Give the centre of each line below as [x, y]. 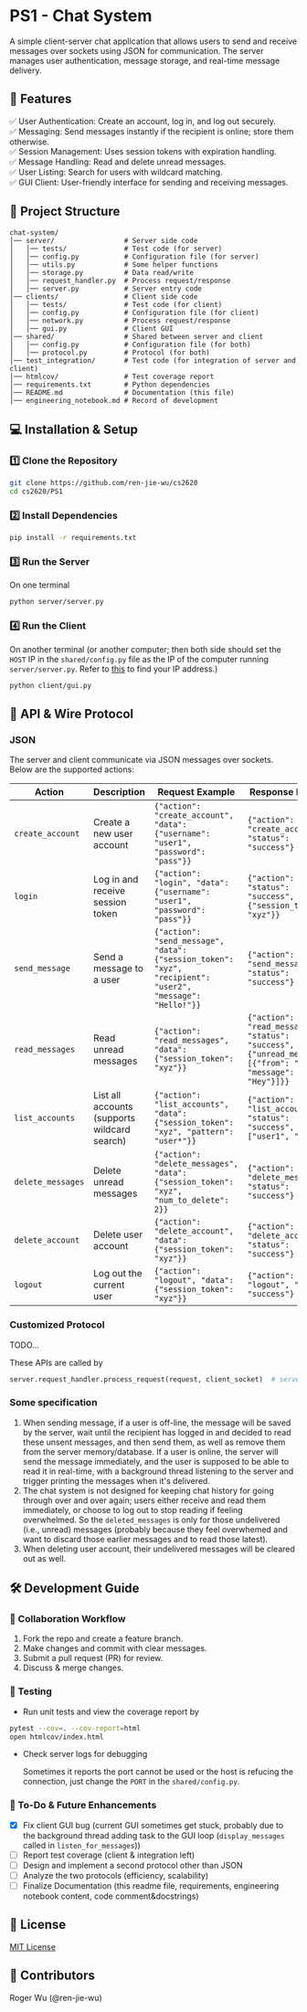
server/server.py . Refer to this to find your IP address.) [114, 669]
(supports [114, 1118]
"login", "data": [192, 883]
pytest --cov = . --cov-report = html [75, 1728]
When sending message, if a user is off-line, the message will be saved [157, 1423]
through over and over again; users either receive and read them [144, 1500]
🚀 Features [41, 99]
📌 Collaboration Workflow [68, 1618]
